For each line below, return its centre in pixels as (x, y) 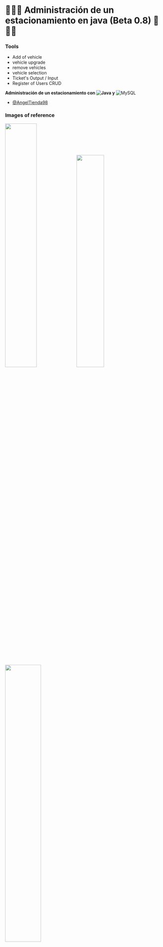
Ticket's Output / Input (35, 78)
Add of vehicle (27, 57)
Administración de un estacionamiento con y (60, 93)
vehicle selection (29, 73)
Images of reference (30, 115)
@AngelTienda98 (30, 103)
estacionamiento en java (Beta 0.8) (78, 20)
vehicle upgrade (29, 62)
